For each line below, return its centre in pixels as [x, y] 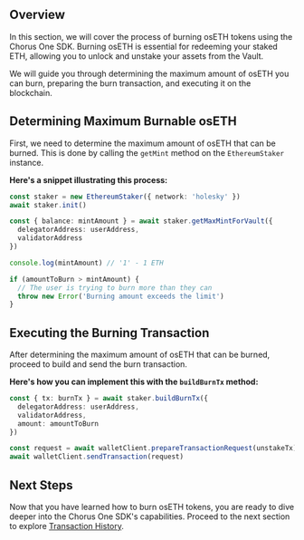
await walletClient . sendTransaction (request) [96, 457]
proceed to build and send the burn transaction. [99, 364]
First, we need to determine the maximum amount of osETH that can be [142, 143]
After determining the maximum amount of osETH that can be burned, [140, 355]
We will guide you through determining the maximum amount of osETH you [149, 73]
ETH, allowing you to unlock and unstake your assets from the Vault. [137, 56]
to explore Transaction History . [67, 526]
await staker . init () [48, 205]
